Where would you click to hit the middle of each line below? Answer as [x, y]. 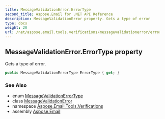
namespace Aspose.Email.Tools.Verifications [57, 106]
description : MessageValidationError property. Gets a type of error [78, 19]
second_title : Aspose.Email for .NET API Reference [59, 14]
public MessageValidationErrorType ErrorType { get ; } [62, 73]
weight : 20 [16, 28]
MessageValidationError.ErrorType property [74, 52]
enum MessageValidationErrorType [48, 96]
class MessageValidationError [42, 101]
